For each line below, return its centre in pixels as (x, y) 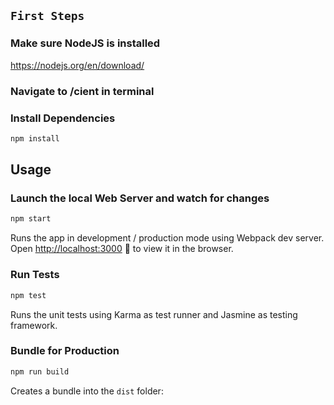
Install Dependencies (63, 118)
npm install (35, 138)
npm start (31, 219)
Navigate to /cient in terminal (82, 91)
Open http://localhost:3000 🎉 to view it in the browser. (122, 249)
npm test (28, 295)
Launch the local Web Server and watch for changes (140, 198)
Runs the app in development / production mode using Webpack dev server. (167, 238)
